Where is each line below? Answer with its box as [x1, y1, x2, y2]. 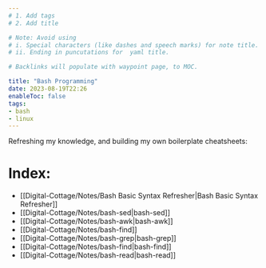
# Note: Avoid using [8, 34, 77, 42]
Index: [8, 165, 51, 182]
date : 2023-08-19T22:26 [8, 85, 88, 93]
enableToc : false [8, 92, 66, 100]
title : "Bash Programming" [8, 78, 98, 86]
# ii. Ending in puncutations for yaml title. [8, 49, 170, 57]
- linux [8, 114, 34, 122]
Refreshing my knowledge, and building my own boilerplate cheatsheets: [8, 137, 248, 146]
